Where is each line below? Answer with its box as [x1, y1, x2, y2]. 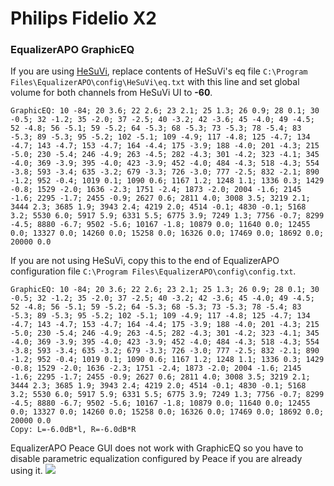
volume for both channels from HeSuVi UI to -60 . [10, 87, 213, 99]
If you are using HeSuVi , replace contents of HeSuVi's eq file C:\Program [10, 65, 308, 77]
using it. [10, 465, 43, 477]
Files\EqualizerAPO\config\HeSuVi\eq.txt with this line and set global [10, 76, 300, 88]
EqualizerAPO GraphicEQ [10, 43, 135, 57]
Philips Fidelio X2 [10, 7, 157, 30]
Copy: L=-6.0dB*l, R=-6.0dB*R [10, 425, 137, 435]
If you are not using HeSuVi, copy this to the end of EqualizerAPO [10, 255, 280, 267]
